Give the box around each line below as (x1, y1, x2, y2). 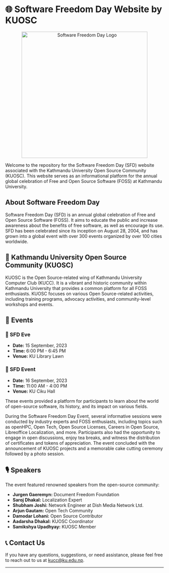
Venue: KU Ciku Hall (12, 388, 55, 394)
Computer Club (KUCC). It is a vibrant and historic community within (5, 279, 147, 286)
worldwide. (5, 238, 29, 245)
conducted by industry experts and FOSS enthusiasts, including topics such (5, 418, 162, 424)
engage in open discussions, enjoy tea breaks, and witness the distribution (5, 435, 160, 441)
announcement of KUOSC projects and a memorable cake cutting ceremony (5, 445, 163, 451)
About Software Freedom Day (5, 198, 100, 207)
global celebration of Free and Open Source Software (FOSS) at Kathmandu (5, 178, 162, 184)
